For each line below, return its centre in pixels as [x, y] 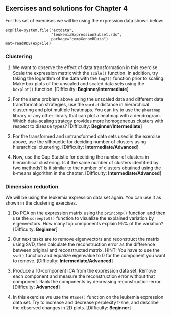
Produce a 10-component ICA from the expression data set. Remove [84, 271]
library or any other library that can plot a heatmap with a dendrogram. [87, 116]
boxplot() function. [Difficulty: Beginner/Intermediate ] [70, 89]
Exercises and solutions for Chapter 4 [67, 8]
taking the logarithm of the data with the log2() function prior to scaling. [89, 78]
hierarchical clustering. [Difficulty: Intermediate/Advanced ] [76, 147]
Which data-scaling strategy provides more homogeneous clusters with [88, 121]
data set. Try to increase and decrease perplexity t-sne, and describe [86, 302]
